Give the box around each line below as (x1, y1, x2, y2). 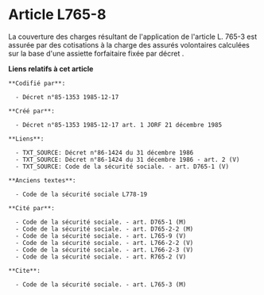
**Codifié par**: (8, 79, 66, 87)
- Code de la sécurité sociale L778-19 (15, 190, 148, 198)
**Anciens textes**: (8, 176, 77, 184)
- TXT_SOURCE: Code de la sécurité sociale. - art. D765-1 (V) (15, 163, 229, 170)
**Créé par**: (8, 107, 56, 115)
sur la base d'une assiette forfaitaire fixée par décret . (8, 48, 184, 58)
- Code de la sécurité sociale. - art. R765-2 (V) (15, 252, 187, 261)
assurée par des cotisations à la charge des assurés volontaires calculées (8, 40, 250, 49)
